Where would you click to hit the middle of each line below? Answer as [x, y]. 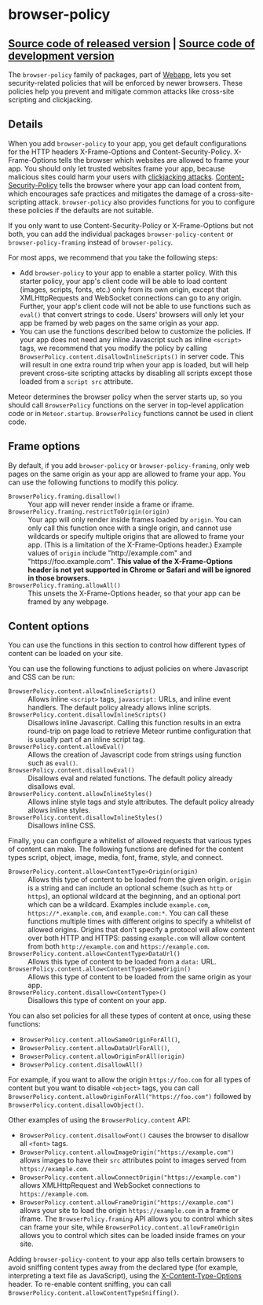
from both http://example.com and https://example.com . [119, 946]
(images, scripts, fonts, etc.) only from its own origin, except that [124, 289]
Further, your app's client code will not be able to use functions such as [135, 306]
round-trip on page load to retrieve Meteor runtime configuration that [139, 731]
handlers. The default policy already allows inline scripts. [120, 708]
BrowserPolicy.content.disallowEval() [71, 771]
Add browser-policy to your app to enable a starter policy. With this [128, 272]
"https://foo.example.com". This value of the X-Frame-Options [130, 561]
